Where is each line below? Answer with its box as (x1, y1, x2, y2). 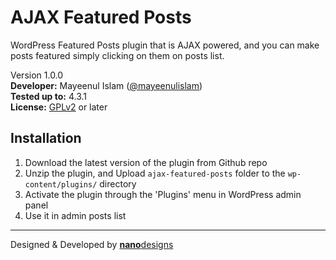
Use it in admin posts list (24, 209, 127, 221)
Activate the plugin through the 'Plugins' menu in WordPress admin (24, 188, 302, 200)
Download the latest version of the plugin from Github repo (24, 156, 268, 168)
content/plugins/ (24, 179, 98, 190)
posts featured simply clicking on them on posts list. (10, 49, 225, 61)
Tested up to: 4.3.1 (10, 90, 88, 102)
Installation (10, 130, 82, 147)
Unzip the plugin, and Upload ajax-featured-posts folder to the (24, 167, 286, 179)
